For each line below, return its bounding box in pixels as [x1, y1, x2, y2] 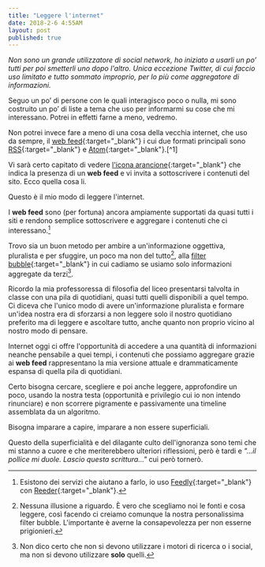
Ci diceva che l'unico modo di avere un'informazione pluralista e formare [8, 301, 244, 311]
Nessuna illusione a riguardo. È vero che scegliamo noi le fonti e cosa [19, 501, 246, 511]
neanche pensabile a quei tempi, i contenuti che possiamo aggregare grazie [8, 350, 255, 360]
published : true [8, 33, 62, 42]
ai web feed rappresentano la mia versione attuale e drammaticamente [8, 358, 238, 368]
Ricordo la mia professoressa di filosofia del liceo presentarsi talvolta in [8, 284, 240, 293]
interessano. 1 [8, 225, 51, 235]
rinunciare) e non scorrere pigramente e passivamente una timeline [8, 399, 227, 408]
